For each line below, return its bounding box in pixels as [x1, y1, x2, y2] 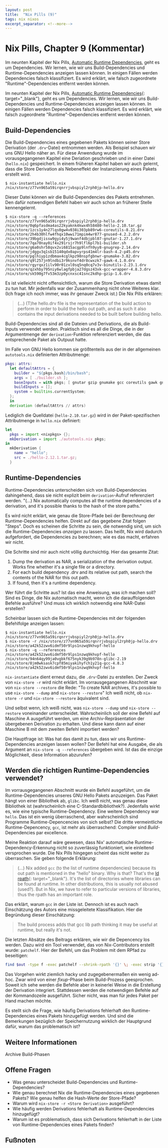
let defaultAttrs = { [9, 366, 55, 371]
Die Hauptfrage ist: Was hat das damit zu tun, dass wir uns [5, 736, 126, 742]
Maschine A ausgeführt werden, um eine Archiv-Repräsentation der [5, 715, 145, 721]
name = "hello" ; [14, 451, 48, 456]
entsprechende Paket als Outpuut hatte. [5, 337, 87, 343]
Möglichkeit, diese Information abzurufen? [5, 751, 92, 758]
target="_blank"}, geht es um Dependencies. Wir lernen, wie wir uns [5, 96, 146, 102]
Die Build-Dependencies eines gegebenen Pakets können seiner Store [5, 140, 150, 145]
